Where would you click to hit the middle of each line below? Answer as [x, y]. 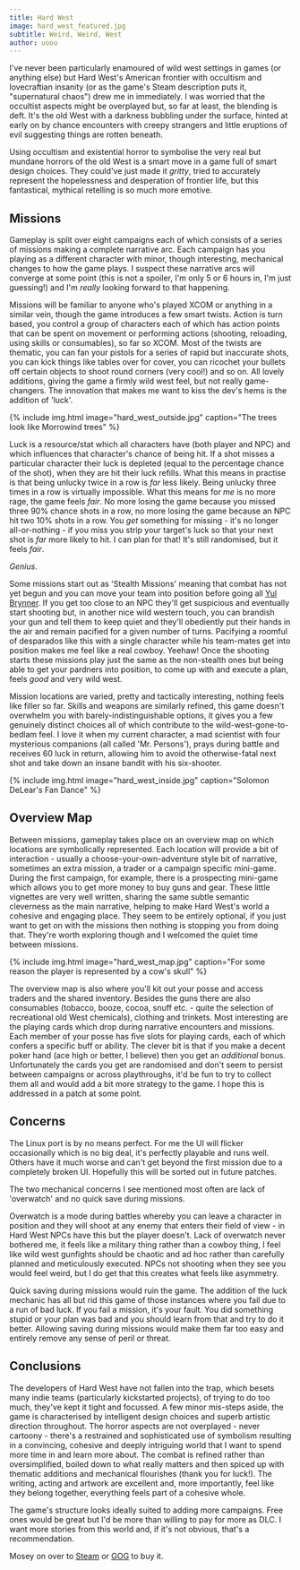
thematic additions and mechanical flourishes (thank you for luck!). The [141, 1473]
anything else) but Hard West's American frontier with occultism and [136, 78]
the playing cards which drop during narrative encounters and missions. [142, 1026]
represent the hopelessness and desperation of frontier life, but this [134, 181]
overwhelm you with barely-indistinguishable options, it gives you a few [141, 716]
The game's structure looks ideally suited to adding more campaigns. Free [146, 1510]
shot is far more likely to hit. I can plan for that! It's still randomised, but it [144, 539]
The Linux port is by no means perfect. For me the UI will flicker [127, 1143]
